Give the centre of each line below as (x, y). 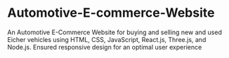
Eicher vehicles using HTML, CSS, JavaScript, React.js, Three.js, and (107, 39)
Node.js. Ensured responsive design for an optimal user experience (105, 47)
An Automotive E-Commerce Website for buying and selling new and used (115, 32)
